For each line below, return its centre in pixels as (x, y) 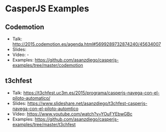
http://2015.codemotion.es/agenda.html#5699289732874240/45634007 (86, 44)
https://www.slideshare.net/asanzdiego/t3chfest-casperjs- (87, 103)
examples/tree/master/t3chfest (44, 124)
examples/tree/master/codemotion (48, 65)
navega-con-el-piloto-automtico (45, 108)
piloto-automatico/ (31, 98)
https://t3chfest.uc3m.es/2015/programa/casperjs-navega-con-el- (91, 93)
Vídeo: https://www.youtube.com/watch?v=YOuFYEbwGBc (72, 114)
